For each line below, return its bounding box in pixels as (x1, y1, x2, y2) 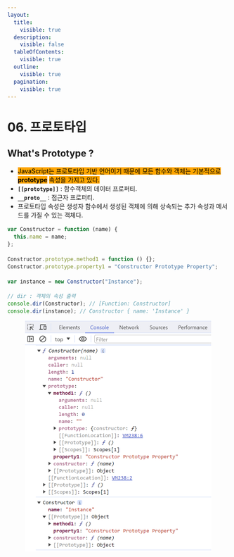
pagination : (13, 78, 49, 85)
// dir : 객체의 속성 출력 (7, 293, 76, 300)
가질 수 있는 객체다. (30, 211, 84, 220)
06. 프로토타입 (7, 119, 87, 135)
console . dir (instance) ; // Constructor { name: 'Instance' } (7, 308, 190, 315)
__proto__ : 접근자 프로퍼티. (17, 194, 95, 202)
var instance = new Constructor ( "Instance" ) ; (7, 278, 143, 285)
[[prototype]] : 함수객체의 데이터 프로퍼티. (17, 184, 138, 193)
